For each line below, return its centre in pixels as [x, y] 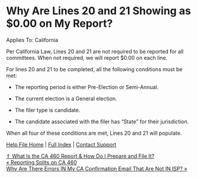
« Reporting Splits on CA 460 [42, 162]
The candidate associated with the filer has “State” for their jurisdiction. [102, 121]
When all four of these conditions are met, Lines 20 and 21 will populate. [94, 133]
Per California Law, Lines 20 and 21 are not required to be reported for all [95, 51]
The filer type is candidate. [47, 110]
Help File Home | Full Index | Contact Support [61, 144]
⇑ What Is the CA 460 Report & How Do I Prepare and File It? [80, 156]
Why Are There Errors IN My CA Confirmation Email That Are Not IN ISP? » [97, 169]
